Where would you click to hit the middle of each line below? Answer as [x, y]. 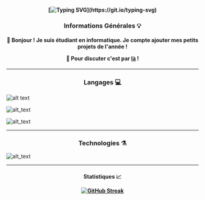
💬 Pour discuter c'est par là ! [103, 59]
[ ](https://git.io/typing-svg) [103, 10]
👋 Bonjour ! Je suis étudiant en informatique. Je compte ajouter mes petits [103, 40]
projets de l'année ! [103, 46]
